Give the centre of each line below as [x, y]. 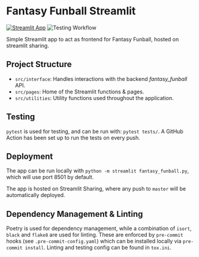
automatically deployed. [36, 195]
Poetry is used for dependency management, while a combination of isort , [99, 228]
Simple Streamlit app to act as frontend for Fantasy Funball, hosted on [93, 39]
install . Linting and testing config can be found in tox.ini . [98, 247]
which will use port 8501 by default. [50, 177]
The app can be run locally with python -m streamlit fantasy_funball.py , [98, 171]
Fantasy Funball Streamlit [71, 11]
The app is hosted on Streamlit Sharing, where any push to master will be [96, 189]
